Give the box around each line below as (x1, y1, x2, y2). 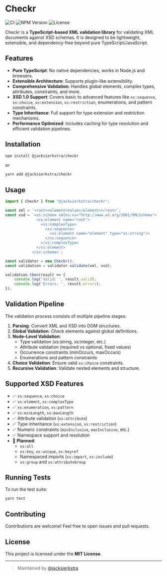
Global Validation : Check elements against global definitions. (12, 328, 138, 334)
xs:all (19, 444, 34, 449)
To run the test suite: (5, 486, 48, 492)
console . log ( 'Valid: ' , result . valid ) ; (14, 277, 97, 282)
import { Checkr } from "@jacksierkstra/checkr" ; (5, 199, 110, 204)
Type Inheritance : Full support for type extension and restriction (12, 110, 145, 116)
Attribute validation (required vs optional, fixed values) (19, 344, 131, 350)
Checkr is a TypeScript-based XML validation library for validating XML (5, 29, 154, 35)
